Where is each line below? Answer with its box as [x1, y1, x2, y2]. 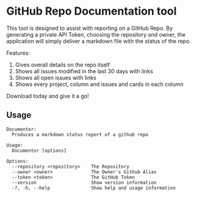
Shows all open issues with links [15, 74, 96, 81]
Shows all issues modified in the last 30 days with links [15, 67, 154, 74]
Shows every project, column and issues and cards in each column [15, 81, 184, 88]
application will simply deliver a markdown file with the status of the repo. [6, 37, 191, 45]
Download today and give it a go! [6, 92, 90, 99]
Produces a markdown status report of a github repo [12, 131, 149, 138]
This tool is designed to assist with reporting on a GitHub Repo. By [6, 24, 173, 32]
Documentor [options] [12, 148, 67, 154]
